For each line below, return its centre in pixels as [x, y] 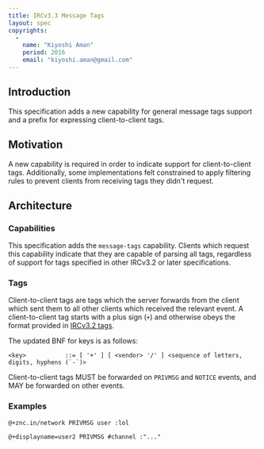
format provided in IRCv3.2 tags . [61, 326]
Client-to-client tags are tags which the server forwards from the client [124, 300]
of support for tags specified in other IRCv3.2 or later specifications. [120, 262]
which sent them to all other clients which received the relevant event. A [126, 309]
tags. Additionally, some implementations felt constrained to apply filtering [130, 172]
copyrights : [28, 30]
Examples [28, 406]
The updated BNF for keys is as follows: [73, 341]
